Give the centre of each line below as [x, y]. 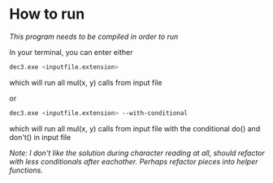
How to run [47, 14]
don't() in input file [40, 137]
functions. [26, 170]
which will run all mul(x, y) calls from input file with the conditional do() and [135, 128]
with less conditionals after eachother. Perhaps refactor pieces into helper [134, 161]
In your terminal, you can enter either [71, 52]
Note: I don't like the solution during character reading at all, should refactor [137, 153]
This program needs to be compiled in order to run [94, 36]
